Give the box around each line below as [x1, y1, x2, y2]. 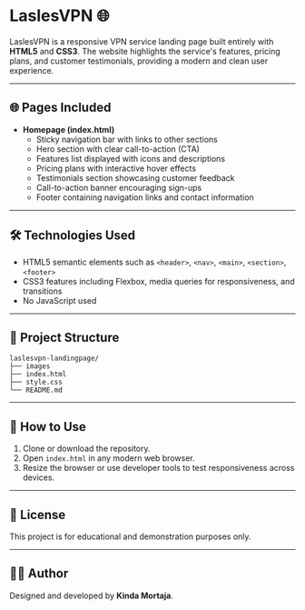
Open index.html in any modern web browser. [22, 453, 195, 464]
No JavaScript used [22, 295, 97, 305]
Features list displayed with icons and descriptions [35, 153, 225, 164]
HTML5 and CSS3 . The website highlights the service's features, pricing [9, 45, 281, 56]
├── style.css [9, 378, 64, 387]
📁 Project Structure [9, 329, 120, 345]
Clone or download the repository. [22, 443, 152, 455]
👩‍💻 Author [9, 565, 69, 582]
